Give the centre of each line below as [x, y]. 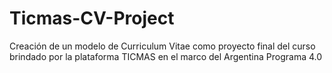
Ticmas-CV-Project [92, 18]
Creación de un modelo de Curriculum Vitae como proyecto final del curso [162, 46]
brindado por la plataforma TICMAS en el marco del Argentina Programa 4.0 [166, 56]
